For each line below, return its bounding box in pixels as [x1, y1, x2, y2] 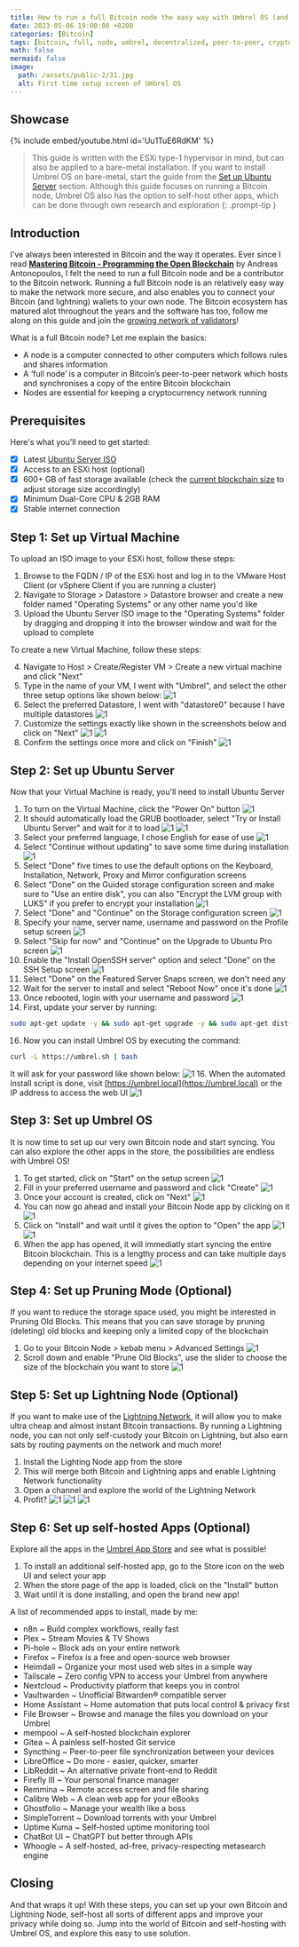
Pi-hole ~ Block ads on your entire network [22, 1642, 180, 1653]
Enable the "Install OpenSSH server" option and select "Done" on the [22, 955, 276, 965]
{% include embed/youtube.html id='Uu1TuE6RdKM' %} [10, 135, 215, 147]
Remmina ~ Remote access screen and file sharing [22, 1784, 209, 1794]
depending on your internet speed [22, 1258, 148, 1268]
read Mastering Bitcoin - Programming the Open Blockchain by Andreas [10, 258, 279, 269]
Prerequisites [10, 413, 86, 428]
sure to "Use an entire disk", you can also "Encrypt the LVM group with [22, 889, 282, 899]
